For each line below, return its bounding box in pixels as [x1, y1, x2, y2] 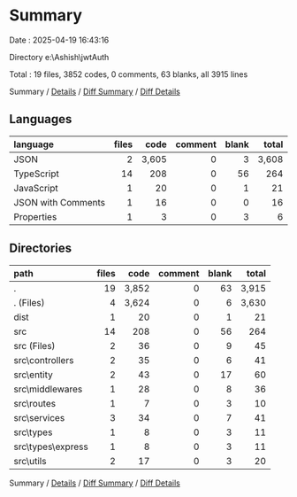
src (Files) [13, 339, 56, 352]
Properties [13, 210, 57, 222]
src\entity [13, 369, 53, 381]
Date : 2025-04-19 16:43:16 [9, 35, 110, 45]
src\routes [13, 397, 56, 409]
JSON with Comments [13, 196, 106, 208]
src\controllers [13, 353, 74, 366]
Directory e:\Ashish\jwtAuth [9, 51, 110, 62]
